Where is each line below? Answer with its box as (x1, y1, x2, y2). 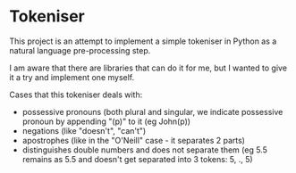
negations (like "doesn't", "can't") (21, 125, 147, 136)
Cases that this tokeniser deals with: (9, 89, 143, 100)
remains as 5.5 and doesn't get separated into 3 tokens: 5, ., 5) (21, 153, 253, 164)
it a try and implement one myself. (9, 71, 135, 82)
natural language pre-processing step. (9, 45, 151, 55)
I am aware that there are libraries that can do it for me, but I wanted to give (9, 62, 288, 73)
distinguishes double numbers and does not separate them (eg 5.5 (21, 144, 268, 155)
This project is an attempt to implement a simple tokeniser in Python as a (9, 36, 277, 46)
